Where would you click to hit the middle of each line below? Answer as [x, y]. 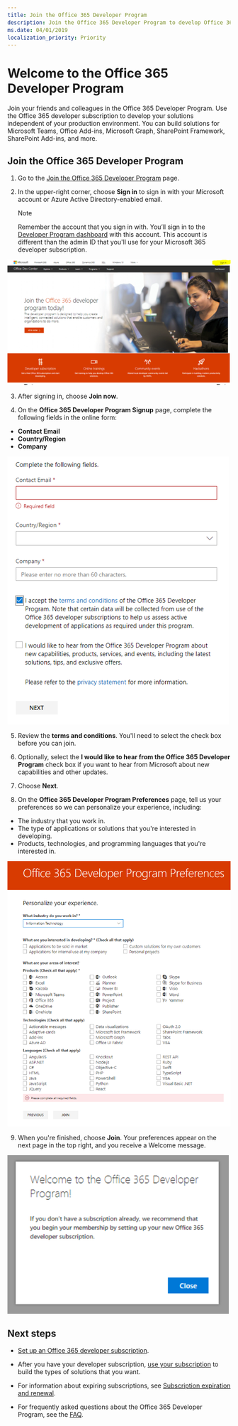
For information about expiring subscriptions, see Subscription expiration [124, 1385]
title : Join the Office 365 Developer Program [77, 15]
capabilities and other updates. [63, 772]
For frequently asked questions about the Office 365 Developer [110, 1407]
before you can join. [47, 744]
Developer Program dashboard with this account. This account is [112, 234]
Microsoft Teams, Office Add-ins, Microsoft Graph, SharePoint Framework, [116, 131]
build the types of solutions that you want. [79, 1372]
